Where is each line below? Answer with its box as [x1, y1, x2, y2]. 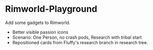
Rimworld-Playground [5, 3, 98, 15]
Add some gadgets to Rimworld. [5, 20, 71, 25]
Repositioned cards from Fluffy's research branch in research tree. [12, 39, 148, 45]
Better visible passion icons [12, 29, 69, 35]
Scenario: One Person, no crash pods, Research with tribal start [12, 34, 142, 40]
